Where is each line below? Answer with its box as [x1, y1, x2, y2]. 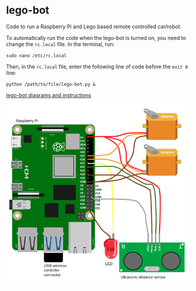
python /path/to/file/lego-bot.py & [6, 81, 96, 87]
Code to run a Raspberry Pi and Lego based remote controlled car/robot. [6, 23, 182, 30]
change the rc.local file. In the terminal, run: [6, 41, 115, 48]
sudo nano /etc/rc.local [6, 52, 67, 59]
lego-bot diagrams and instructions [6, 92, 92, 99]
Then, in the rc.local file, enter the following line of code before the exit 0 [6, 63, 188, 70]
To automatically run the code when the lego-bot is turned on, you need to [6, 34, 187, 41]
